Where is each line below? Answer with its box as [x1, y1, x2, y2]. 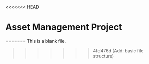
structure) [93, 53, 114, 59]
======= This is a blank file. [5, 38, 66, 44]
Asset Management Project [5, 22, 122, 33]
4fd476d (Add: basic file [93, 47, 144, 54]
